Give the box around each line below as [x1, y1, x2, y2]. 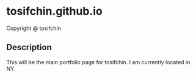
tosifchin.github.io [6, 4, 103, 18]
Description [6, 42, 52, 53]
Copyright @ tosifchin [6, 24, 61, 32]
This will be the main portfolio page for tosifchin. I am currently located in [6, 58, 191, 65]
